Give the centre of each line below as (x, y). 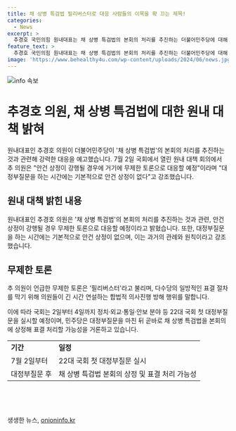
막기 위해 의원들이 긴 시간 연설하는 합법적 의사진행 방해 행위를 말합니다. (112, 297)
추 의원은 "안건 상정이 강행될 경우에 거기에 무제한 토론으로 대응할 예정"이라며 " (114, 168)
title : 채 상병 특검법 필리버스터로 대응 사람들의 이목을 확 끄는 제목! (97, 14)
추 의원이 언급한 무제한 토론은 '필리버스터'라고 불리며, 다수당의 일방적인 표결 (111, 288)
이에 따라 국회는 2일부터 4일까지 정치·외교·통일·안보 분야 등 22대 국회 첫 (105, 312)
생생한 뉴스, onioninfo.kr (41, 420)
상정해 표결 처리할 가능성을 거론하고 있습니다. (77, 330)
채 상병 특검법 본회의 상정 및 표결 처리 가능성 (127, 374)
